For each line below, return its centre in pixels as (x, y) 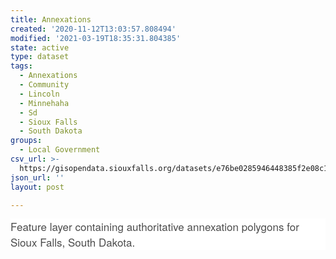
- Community (44, 85)
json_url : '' (37, 177)
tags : (21, 66)
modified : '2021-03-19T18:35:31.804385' (96, 38)
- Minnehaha (44, 103)
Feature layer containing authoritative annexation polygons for (155, 226)
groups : (26, 141)
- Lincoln (39, 94)
